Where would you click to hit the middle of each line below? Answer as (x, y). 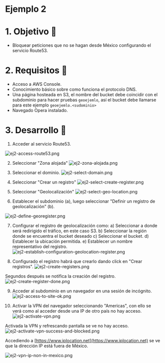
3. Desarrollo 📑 (36, 130)
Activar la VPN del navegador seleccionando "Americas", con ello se (82, 306)
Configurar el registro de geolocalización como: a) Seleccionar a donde (85, 226)
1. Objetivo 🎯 (31, 32)
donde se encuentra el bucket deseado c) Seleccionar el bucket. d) (81, 236)
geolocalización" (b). (33, 206)
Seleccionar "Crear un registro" (44, 182)
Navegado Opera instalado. (40, 110)
